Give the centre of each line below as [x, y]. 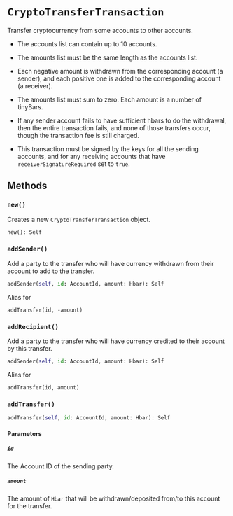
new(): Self [24, 232]
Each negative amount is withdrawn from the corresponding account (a [120, 71]
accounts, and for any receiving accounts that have [91, 156]
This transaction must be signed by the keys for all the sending [108, 148]
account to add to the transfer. [51, 271]
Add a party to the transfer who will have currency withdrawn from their [111, 263]
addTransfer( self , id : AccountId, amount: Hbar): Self [89, 418]
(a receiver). [35, 85]
